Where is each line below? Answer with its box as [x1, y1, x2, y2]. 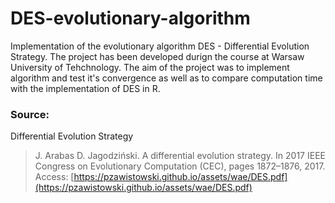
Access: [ [34, 171, 75, 183]
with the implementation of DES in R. [10, 82, 161, 94]
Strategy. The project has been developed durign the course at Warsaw [10, 50, 305, 62]
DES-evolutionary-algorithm [10, 7, 251, 30]
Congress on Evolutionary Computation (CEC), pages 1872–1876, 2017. [34, 160, 326, 172]
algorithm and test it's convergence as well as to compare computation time [10, 72, 323, 84]
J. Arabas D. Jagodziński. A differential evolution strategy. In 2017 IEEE [34, 150, 326, 162]
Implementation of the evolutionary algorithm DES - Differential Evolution [10, 40, 310, 52]
